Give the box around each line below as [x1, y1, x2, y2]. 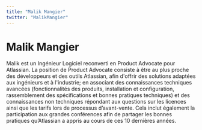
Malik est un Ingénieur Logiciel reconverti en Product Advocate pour [6, 60, 176, 67]
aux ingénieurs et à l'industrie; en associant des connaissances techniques [6, 79, 192, 86]
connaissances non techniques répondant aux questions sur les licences [6, 98, 186, 105]
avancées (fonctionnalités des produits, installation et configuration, [6, 85, 174, 93]
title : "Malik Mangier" [6, 8, 66, 15]
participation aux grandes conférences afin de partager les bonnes [6, 111, 173, 118]
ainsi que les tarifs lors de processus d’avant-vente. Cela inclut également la [6, 104, 195, 111]
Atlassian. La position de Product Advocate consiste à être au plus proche [6, 66, 189, 74]
